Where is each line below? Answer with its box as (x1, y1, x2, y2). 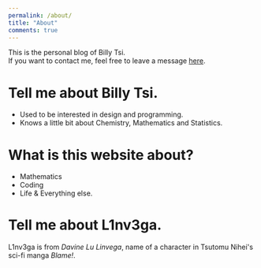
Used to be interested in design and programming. (19, 110, 184, 119)
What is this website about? (8, 146, 194, 164)
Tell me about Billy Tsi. (8, 84, 158, 102)
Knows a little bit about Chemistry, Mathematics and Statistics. (19, 118, 223, 128)
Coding (19, 181, 44, 190)
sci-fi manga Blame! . (8, 251, 76, 260)
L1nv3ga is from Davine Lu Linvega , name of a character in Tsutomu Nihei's (8, 242, 254, 252)
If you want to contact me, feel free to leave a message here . (8, 56, 207, 65)
